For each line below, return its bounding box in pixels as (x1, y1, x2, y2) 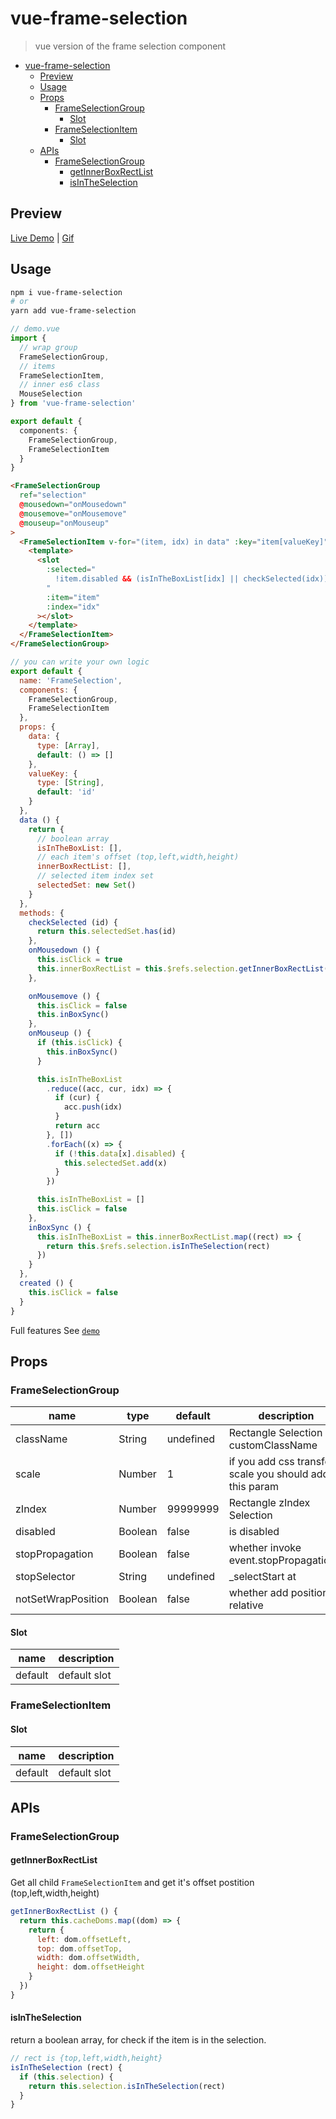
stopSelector (15, 1570, 76, 1584)
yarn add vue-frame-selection (10, 306, 137, 316)
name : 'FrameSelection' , (19, 675, 123, 686)
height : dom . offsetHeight (36, 1962, 145, 1972)
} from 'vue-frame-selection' (10, 398, 137, 409)
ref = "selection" (19, 490, 87, 501)
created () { (19, 1278, 74, 1289)
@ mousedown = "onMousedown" (19, 500, 128, 510)
